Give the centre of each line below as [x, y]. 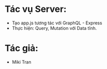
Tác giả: [21, 48]
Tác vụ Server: [36, 9]
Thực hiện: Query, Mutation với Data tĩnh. [54, 28]
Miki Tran [21, 62]
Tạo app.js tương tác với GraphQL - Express [57, 23]
